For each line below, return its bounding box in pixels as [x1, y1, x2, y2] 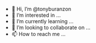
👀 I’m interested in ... [11, 12, 61, 19]
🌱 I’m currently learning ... [11, 18, 74, 24]
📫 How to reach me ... [11, 31, 66, 37]
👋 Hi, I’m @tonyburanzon [11, 6, 72, 12]
